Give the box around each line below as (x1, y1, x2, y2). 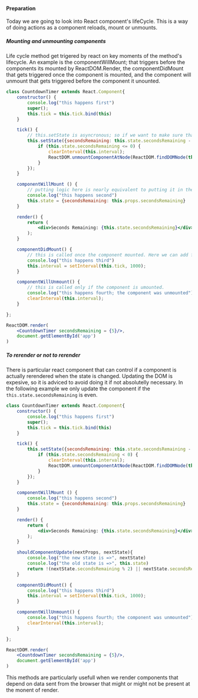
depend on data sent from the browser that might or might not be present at (6, 680, 190, 687)
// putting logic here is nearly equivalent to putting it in (27, 187, 183, 193)
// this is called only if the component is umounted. (27, 285, 165, 291)
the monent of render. (6, 687, 59, 694)
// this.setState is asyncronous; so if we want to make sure (27, 133, 183, 139)
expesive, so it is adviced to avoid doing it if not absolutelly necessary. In (6, 379, 183, 386)
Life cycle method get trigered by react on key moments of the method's (6, 52, 183, 60)
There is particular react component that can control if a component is (6, 366, 177, 374)
